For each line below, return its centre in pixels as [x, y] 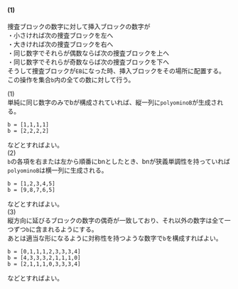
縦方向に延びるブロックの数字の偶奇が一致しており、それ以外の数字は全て [116, 221]
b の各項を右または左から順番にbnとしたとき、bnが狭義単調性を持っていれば [119, 162]
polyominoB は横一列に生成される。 [58, 170]
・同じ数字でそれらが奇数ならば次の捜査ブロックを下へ [88, 62]
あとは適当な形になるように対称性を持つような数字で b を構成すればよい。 [115, 239]
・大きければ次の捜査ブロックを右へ [60, 44]
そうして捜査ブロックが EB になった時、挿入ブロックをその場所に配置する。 [116, 71]
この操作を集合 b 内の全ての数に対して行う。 [71, 80]
